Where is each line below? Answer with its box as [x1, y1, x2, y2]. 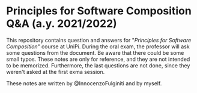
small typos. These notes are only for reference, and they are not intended [6, 55, 190, 63]
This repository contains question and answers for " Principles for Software [6, 36, 192, 44]
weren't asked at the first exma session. [6, 68, 105, 75]
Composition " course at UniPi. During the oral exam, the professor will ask [6, 43, 190, 50]
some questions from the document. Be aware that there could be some [6, 49, 184, 56]
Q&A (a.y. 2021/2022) [6, 17, 117, 30]
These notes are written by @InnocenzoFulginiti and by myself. [6, 79, 162, 87]
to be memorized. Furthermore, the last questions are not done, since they [6, 61, 190, 69]
